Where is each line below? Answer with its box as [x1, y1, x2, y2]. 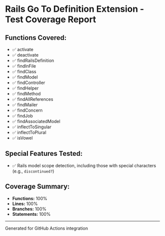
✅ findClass [12, 69, 37, 74]
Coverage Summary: [5, 182, 70, 191]
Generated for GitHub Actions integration [5, 225, 88, 231]
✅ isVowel [12, 135, 33, 141]
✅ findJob [12, 113, 33, 118]
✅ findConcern [12, 107, 43, 113]
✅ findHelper [12, 85, 39, 91]
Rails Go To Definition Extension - [5, 3, 144, 15]
